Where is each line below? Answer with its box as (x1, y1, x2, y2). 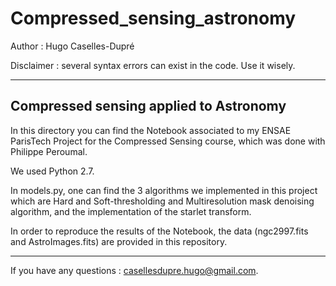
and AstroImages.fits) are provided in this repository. (10, 235, 228, 247)
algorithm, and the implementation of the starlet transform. (10, 205, 252, 217)
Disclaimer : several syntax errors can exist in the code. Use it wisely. (10, 59, 296, 71)
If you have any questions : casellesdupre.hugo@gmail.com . (10, 264, 259, 276)
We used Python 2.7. (10, 165, 95, 177)
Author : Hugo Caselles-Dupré (10, 40, 135, 52)
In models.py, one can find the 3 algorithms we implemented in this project (10, 184, 318, 196)
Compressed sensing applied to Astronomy (10, 98, 287, 115)
